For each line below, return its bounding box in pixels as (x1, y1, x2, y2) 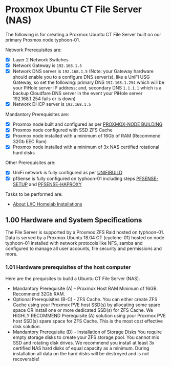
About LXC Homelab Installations (12, 201, 82, 207)
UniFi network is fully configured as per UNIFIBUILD (12, 170, 123, 176)
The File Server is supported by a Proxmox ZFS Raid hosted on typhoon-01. (5, 229, 165, 236)
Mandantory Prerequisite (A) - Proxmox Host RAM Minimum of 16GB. (12, 285, 158, 291)
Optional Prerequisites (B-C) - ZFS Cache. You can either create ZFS (12, 296, 158, 302)
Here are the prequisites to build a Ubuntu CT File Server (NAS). (5, 275, 140, 282)
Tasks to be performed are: (5, 191, 63, 197)
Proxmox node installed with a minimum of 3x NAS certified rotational (12, 144, 160, 150)
